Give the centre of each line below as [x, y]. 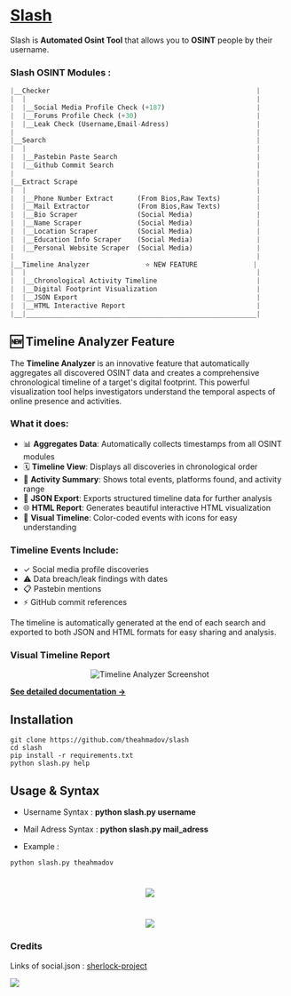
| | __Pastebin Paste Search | [135, 157]
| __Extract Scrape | [135, 182]
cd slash [26, 748]
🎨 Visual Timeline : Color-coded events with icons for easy [130, 517]
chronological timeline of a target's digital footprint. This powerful [130, 382]
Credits [26, 946]
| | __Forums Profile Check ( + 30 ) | [135, 116]
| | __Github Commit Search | [135, 165]
